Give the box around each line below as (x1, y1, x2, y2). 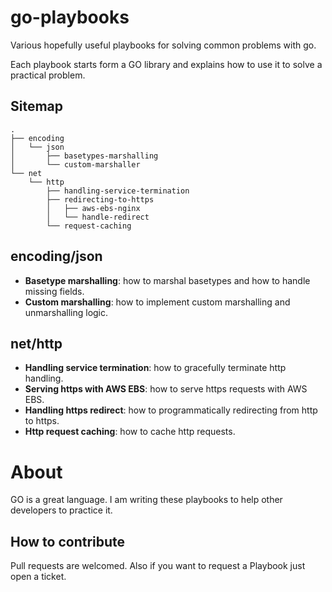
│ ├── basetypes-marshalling (10, 151, 159, 161)
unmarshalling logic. (24, 306, 109, 318)
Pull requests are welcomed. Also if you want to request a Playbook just (10, 560, 306, 572)
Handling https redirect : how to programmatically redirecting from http (24, 404, 318, 416)
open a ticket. (10, 571, 67, 583)
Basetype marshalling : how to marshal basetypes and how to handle (24, 274, 311, 286)
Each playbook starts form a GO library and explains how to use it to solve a (10, 58, 323, 70)
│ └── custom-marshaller (10, 159, 141, 170)
